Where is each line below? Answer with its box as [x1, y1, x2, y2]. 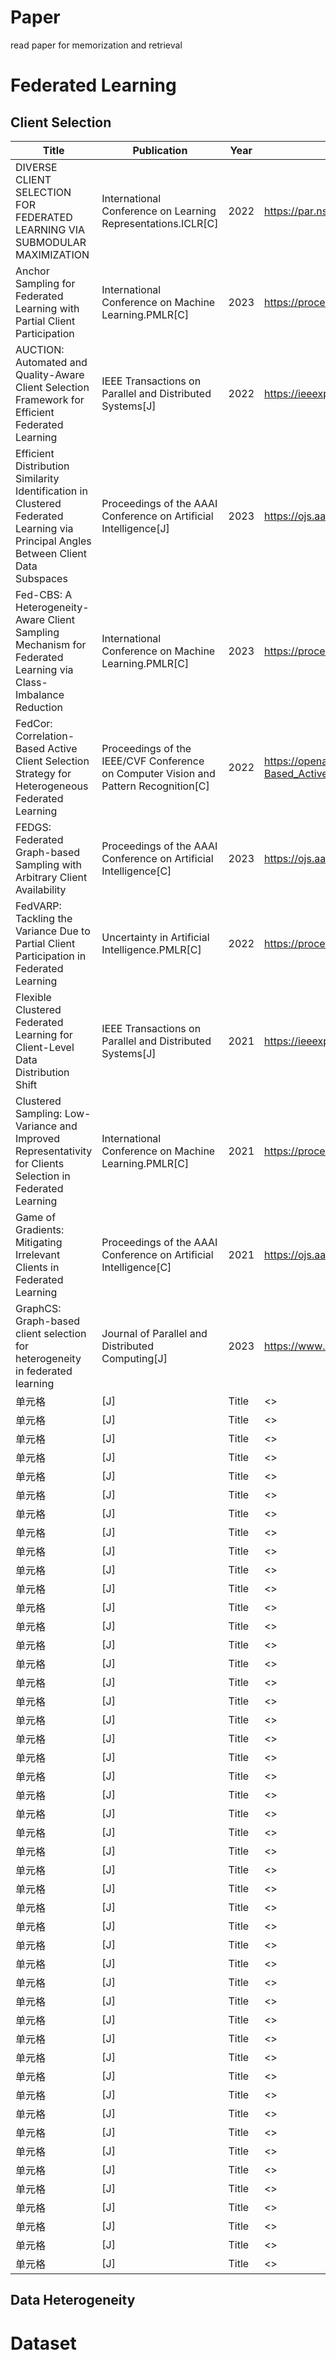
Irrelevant [15, 1247, 61, 1261]
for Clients [15, 1156, 65, 1170]
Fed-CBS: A [15, 587, 73, 601]
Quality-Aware [15, 367, 85, 381]
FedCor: [15, 716, 53, 730]
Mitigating [15, 1235, 63, 1249]
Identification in [15, 484, 88, 498]
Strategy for [15, 766, 72, 780]
